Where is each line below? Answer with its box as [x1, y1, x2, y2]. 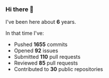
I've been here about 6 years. [5, 19, 76, 26]
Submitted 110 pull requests [13, 54, 81, 61]
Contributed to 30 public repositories [13, 66, 103, 73]
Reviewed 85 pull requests [13, 59, 78, 66]
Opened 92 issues [13, 47, 59, 54]
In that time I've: [5, 30, 44, 37]
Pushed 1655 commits [13, 41, 68, 48]
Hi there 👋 [5, 5, 34, 13]
